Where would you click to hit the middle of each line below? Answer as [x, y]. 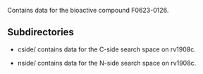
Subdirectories [41, 32]
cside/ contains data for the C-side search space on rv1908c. [106, 49]
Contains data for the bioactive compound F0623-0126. [88, 10]
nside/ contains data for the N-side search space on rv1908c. [107, 63]
